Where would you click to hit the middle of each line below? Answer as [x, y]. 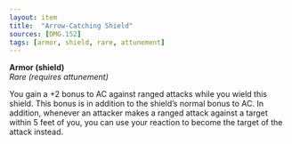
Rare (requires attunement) [59, 77]
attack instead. [36, 132]
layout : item [33, 17]
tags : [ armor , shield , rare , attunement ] [87, 42]
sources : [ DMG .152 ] [45, 34]
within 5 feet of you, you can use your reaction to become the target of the [146, 123]
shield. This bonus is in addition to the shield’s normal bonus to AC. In [137, 104]
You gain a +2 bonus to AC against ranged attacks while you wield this [138, 94]
